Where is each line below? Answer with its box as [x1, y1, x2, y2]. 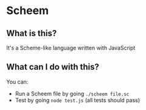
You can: [6, 78, 29, 86]
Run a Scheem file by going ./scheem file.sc [15, 90, 130, 97]
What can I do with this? [6, 62, 99, 72]
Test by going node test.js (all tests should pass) [15, 96, 141, 104]
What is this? [6, 28, 57, 38]
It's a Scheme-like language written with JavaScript [6, 44, 136, 51]
